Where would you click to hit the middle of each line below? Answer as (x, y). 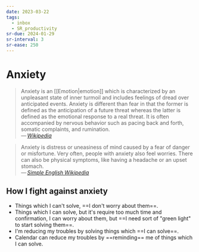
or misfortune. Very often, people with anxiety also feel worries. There (107, 153)
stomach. (32, 166)
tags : (13, 17)
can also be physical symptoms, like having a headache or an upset (104, 159)
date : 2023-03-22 (28, 12)
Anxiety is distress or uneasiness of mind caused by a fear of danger (105, 147)
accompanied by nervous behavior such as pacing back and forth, (102, 122)
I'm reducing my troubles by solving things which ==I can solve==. (97, 231)
